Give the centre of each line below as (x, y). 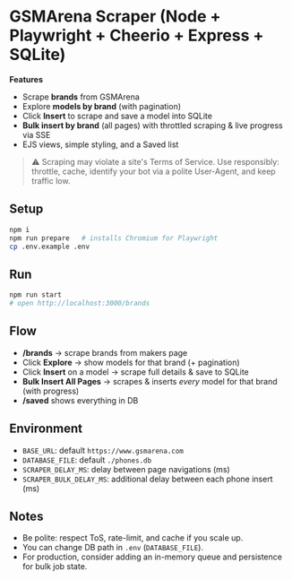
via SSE (36, 134)
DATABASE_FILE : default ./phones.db (87, 460)
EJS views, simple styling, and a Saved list (100, 144)
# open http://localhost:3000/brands (80, 303)
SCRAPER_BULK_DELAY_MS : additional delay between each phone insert (147, 479)
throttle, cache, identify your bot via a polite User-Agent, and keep (153, 171)
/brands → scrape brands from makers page (105, 352)
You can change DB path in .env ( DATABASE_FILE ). (113, 548)
